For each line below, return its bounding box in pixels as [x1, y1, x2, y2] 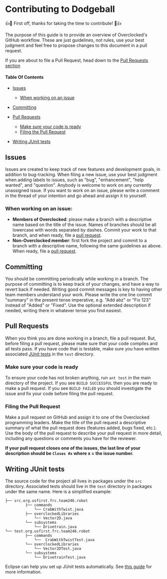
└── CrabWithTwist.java [34, 507, 84, 512]
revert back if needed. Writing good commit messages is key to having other [5, 286, 163, 292]
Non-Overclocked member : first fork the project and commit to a [12, 237, 147, 243]
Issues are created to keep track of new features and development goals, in [5, 166, 161, 172]
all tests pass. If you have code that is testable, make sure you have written [5, 346, 160, 351]
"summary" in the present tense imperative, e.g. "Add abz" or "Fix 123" [5, 297, 151, 303]
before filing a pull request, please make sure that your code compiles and [5, 340, 158, 347]
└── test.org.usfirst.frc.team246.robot [5, 529, 91, 534]
